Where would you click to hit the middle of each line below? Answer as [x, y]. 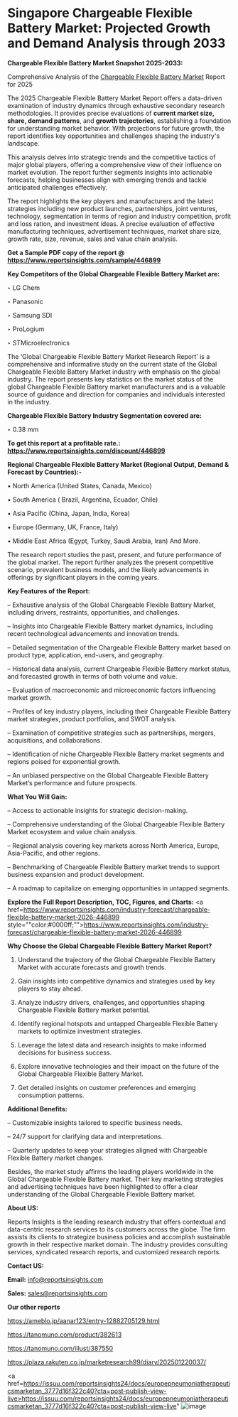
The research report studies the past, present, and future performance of [114, 554]
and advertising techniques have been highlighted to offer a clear [103, 1186]
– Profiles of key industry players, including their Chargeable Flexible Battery [119, 711]
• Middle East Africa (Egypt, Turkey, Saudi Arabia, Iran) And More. [104, 541]
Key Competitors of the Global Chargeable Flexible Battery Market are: [114, 274]
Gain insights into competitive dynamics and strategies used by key [116, 981]
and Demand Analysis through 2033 [117, 43]
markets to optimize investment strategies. [80, 1031]
